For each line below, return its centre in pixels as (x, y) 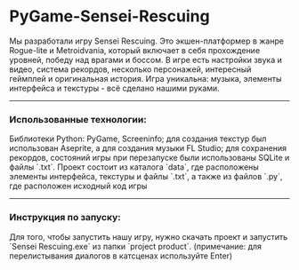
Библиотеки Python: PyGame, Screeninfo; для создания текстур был (138, 139)
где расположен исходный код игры (78, 186)
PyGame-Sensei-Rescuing (110, 16)
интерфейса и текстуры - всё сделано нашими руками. (114, 88)
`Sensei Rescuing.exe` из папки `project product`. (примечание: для (136, 246)
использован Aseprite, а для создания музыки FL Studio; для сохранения (148, 148)
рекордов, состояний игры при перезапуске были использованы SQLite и (149, 158)
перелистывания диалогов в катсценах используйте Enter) (121, 256)
